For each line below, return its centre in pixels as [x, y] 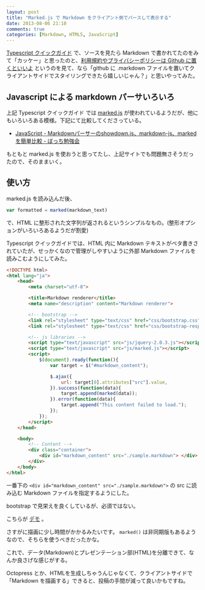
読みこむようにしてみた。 [38, 258]
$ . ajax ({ [61, 376]
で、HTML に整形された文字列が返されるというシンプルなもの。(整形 [93, 222]
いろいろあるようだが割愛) [56, 230]
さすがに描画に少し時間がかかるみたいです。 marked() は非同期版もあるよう [101, 531]
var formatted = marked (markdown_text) [57, 210]
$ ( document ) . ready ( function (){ [79, 360]
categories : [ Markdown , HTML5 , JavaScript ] [63, 35]
